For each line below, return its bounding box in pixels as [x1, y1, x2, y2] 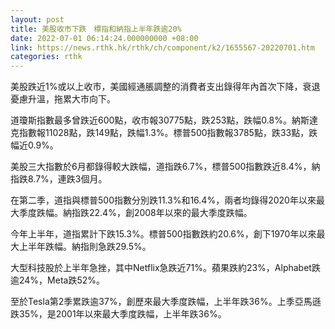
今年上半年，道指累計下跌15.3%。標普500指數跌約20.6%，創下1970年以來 [10, 228, 317, 240]
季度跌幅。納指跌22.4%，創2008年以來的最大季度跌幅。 [18, 207, 253, 219]
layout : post [10, 14, 65, 25]
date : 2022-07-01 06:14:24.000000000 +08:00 [10, 33, 199, 43]
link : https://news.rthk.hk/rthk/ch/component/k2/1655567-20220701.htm [10, 42, 315, 53]
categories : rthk [10, 52, 83, 62]
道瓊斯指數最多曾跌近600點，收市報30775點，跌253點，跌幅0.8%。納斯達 [10, 114, 318, 126]
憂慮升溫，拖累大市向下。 [10, 93, 116, 105]
